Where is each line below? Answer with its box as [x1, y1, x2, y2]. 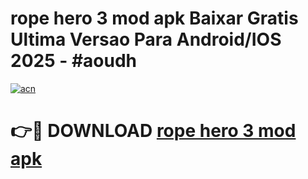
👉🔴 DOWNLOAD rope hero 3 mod [10, 120, 297, 142]
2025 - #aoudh [10, 50, 138, 72]
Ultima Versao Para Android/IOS [10, 28, 282, 51]
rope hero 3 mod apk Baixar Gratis [10, 7, 299, 30]
